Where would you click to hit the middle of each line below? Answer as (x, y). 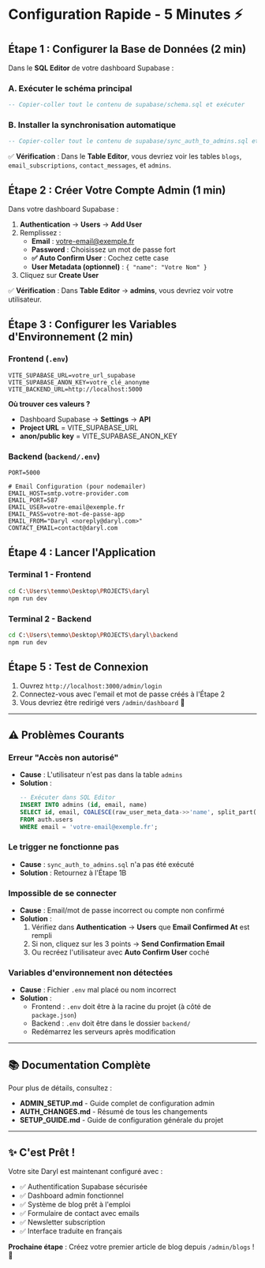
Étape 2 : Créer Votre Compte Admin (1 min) (117, 190)
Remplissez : (40, 233)
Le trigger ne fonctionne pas (64, 847)
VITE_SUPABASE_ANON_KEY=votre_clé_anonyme (79, 382)
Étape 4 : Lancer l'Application (82, 552)
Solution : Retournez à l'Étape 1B (73, 872)
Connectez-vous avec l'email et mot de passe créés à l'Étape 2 (122, 694)
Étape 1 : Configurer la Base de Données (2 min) (127, 49)
